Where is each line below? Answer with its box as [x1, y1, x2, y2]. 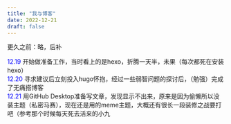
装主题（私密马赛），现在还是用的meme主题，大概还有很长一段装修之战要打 [7, 101, 222, 109]
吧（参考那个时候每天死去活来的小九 [7, 109, 111, 118]
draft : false [7, 23, 45, 30]
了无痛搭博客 [7, 84, 44, 92]
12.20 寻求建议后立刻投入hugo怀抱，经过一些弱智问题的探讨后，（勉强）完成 [7, 75, 224, 83]
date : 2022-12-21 [7, 17, 57, 24]
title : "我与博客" [7, 10, 57, 17]
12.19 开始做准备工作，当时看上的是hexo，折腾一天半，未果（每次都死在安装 [7, 57, 225, 66]
